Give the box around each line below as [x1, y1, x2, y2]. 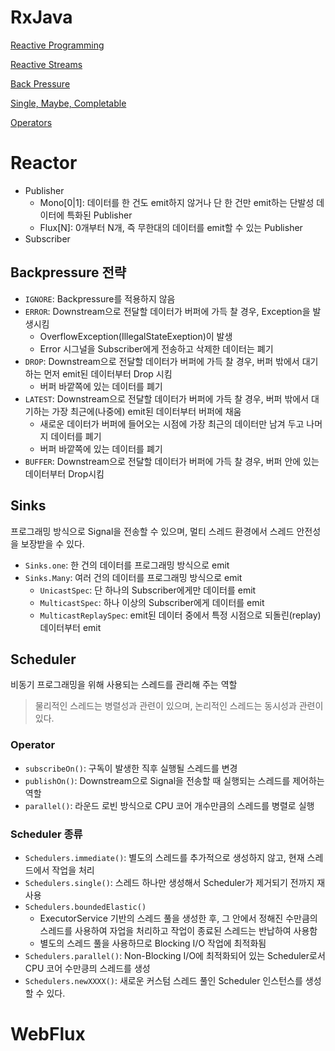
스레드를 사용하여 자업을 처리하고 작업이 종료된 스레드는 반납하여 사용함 [39, 924, 318, 936]
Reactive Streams [10, 58, 83, 70]
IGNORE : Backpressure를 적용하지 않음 [24, 292, 176, 305]
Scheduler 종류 [10, 827, 83, 841]
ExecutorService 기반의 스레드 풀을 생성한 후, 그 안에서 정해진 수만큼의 [39, 912, 318, 924]
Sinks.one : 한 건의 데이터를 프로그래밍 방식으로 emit [24, 559, 230, 571]
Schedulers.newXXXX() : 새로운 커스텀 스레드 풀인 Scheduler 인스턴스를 [24, 974, 303, 986]
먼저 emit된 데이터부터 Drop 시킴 [43, 367, 173, 380]
